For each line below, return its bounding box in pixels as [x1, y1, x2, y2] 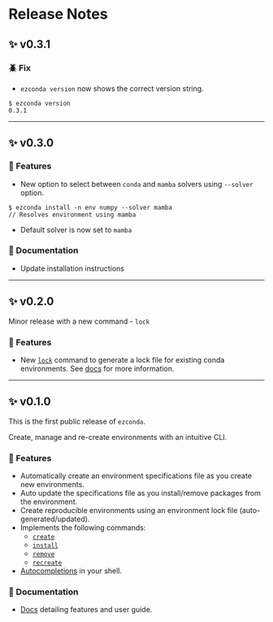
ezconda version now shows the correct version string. [19, 83, 205, 94]
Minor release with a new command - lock [8, 316, 150, 326]
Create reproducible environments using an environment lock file [19, 506, 238, 515]
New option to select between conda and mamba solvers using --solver [19, 179, 253, 189]
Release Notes [8, 5, 108, 24]
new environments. [19, 480, 85, 489]
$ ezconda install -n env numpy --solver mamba [8, 203, 173, 211]
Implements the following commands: [19, 523, 146, 533]
